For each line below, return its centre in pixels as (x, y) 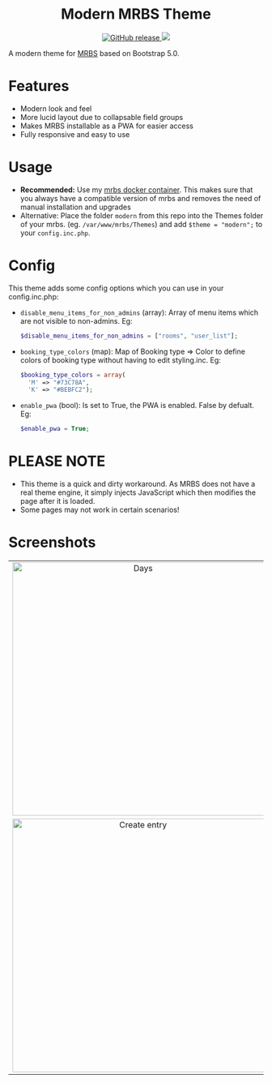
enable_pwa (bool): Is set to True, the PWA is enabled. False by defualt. (137, 406)
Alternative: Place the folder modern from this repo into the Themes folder (142, 215)
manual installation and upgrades (75, 207)
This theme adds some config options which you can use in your (116, 288)
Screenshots (52, 542)
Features (39, 86)
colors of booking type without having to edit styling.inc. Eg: (120, 360)
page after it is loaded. (57, 501)
